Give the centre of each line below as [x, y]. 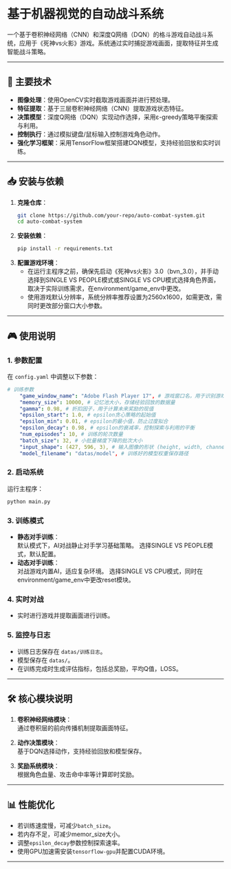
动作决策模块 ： [38, 742]
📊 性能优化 [31, 805]
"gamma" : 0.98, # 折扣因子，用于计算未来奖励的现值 [87, 409]
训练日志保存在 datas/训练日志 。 [62, 651]
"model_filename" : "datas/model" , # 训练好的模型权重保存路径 [104, 453]
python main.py [29, 502]
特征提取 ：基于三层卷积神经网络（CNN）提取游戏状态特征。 [102, 108]
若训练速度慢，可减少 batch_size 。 [66, 826]
